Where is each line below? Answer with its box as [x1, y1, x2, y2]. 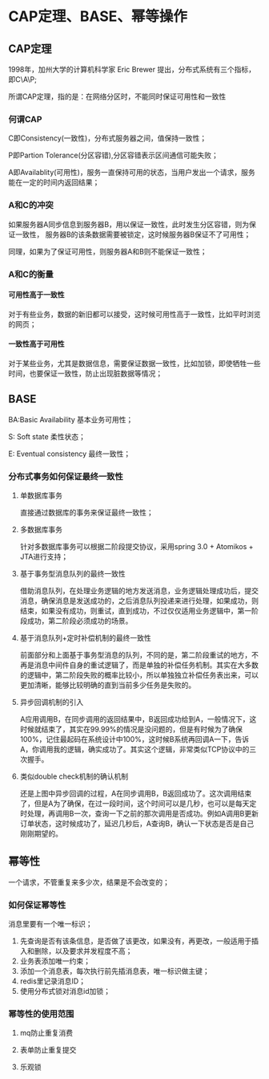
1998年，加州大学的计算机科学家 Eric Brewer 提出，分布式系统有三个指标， [8, 65, 256, 74]
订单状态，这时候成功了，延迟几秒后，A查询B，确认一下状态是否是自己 [19, 819, 255, 829]
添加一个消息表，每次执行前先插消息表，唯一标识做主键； [19, 967, 210, 976]
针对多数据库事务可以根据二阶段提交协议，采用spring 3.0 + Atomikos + [19, 542, 254, 552]
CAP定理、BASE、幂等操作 [8, 7, 188, 26]
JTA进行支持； [19, 552, 69, 562]
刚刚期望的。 [19, 829, 62, 839]
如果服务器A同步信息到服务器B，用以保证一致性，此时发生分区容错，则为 [8, 219, 250, 229]
